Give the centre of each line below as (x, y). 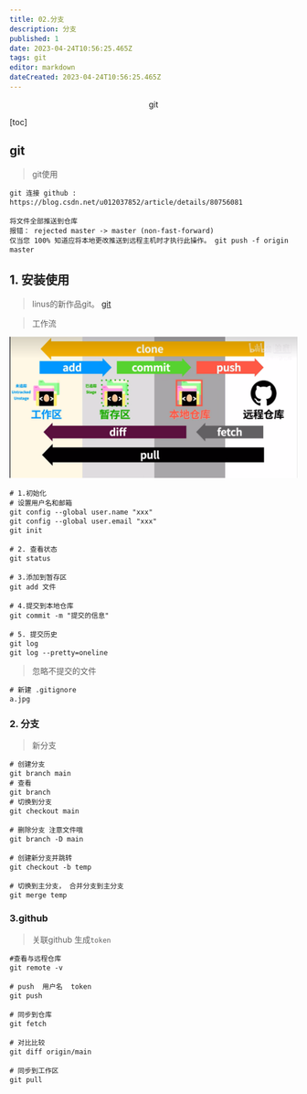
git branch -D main (47, 840)
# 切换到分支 (31, 802)
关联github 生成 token (71, 939)
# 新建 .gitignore (43, 691)
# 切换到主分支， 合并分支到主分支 (67, 886)
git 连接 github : (43, 193)
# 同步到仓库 (31, 1014)
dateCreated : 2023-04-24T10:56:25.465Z (85, 78)
